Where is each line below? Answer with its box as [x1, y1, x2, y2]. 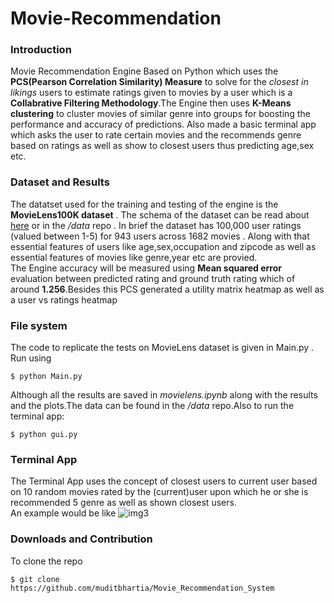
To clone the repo [10, 555, 83, 567]
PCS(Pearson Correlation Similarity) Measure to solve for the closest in [10, 76, 309, 88]
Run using [10, 352, 52, 364]
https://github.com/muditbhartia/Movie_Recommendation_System [10, 583, 275, 593]
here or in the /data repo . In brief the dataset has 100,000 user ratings [10, 219, 302, 231]
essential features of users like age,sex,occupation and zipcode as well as [10, 240, 317, 252]
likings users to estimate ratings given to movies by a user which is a [10, 87, 293, 99]
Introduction [10, 43, 72, 57]
